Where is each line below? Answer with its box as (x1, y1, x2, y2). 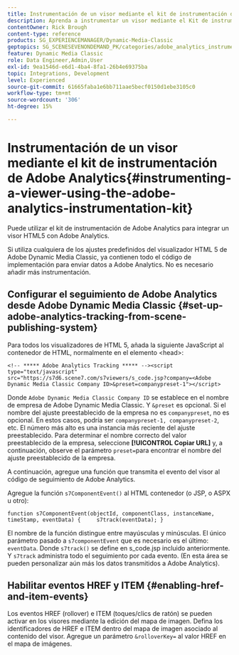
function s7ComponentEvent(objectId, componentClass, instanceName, (7, 510, 215, 517)
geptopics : (7, 43, 40, 50)
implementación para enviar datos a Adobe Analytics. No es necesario (7, 260, 213, 269)
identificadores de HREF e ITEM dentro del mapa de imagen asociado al (7, 624, 218, 633)
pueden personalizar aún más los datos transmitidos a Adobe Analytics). (7, 559, 221, 568)
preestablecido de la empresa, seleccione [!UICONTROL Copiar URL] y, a (7, 438, 223, 447)
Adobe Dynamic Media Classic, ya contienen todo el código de (7, 252, 192, 261)
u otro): (7, 496, 29, 505)
